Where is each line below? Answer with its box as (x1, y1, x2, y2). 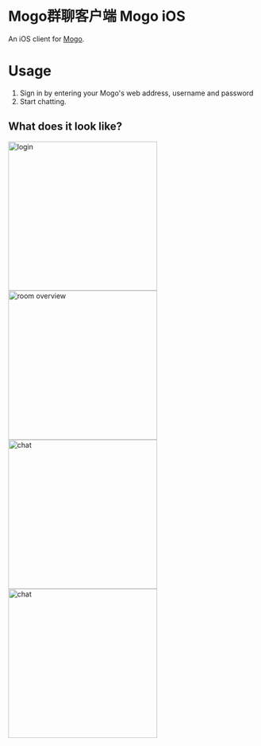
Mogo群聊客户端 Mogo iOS (8, 7, 186, 25)
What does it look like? (8, 120, 123, 134)
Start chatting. (19, 96, 67, 106)
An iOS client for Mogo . (8, 33, 85, 44)
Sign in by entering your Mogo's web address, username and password (19, 88, 254, 98)
